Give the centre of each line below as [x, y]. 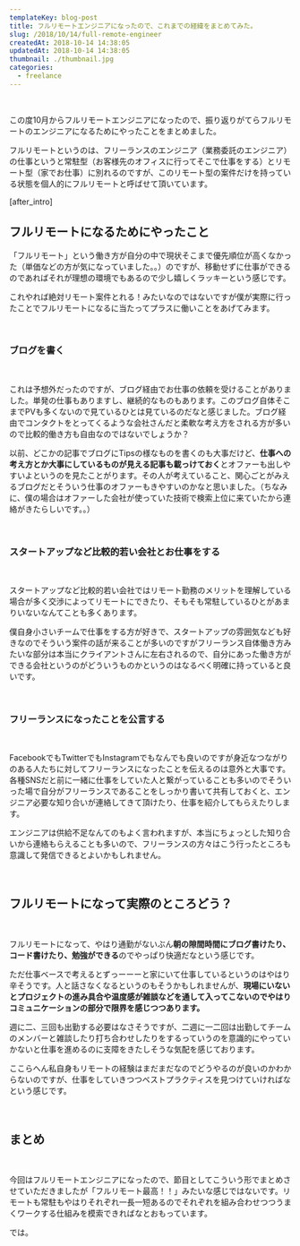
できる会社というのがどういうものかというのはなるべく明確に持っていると [146, 666]
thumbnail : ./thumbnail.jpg [62, 59]
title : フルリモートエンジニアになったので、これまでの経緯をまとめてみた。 [133, 26]
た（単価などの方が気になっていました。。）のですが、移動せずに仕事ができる [150, 266]
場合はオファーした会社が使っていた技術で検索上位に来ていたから [162, 497]
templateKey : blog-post [54, 17]
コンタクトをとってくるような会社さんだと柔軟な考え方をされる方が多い [158, 423]
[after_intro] [31, 202]
